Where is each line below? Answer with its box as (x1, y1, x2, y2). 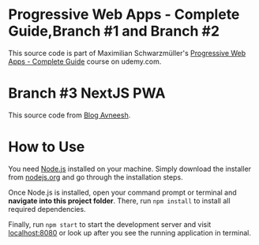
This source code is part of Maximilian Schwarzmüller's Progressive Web (8, 48, 246, 58)
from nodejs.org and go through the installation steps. (8, 172, 183, 182)
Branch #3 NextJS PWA (8, 84, 166, 102)
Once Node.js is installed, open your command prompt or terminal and (8, 187, 237, 197)
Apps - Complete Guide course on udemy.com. (8, 57, 162, 66)
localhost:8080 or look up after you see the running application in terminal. (8, 228, 251, 237)
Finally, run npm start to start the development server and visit (8, 219, 212, 229)
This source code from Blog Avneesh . (8, 110, 131, 120)
